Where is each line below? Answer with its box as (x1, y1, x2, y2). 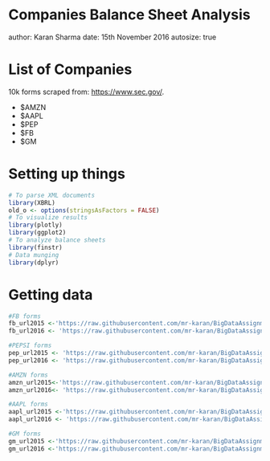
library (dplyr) (8, 259, 59, 267)
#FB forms (8, 312, 42, 320)
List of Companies (8, 60, 133, 79)
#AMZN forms (8, 371, 48, 379)
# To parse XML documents (8, 191, 95, 199)
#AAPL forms (8, 400, 48, 409)
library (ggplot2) (8, 229, 67, 237)
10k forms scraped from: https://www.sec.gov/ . (8, 87, 165, 96)
